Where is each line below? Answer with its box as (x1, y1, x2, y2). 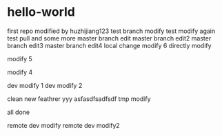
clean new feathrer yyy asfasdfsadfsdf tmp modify (7, 94, 151, 103)
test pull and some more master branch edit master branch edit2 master (7, 34, 212, 42)
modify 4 (7, 68, 33, 76)
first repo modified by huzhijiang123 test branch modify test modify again (7, 27, 216, 35)
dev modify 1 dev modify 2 (7, 81, 83, 89)
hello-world (7, 4, 76, 20)
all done (7, 108, 30, 116)
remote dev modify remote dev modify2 (7, 121, 121, 129)
